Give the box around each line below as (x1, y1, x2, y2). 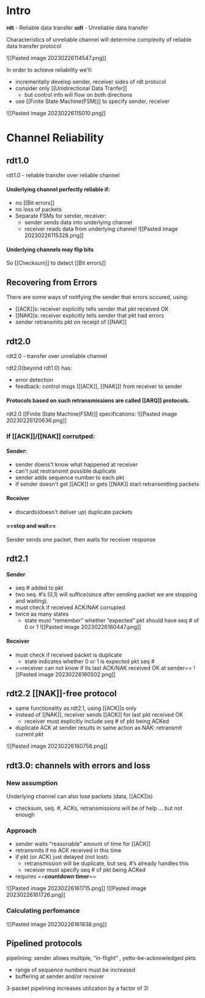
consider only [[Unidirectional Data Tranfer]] (15, 84, 127, 92)
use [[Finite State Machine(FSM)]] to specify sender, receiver (15, 97, 170, 105)
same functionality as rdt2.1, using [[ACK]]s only (15, 704, 137, 712)
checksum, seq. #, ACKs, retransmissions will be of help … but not (15, 804, 183, 812)
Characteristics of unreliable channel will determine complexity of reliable (6, 36, 192, 43)
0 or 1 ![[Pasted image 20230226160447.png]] (24, 623, 141, 631)
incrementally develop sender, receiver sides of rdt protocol (15, 78, 166, 85)
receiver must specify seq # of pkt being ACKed (24, 866, 146, 874)
